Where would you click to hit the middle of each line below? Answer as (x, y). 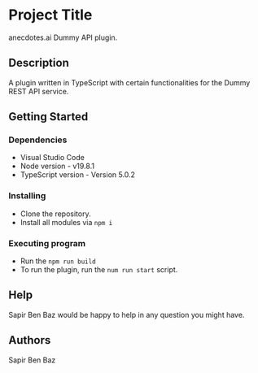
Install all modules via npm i (66, 222)
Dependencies (38, 140)
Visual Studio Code (52, 158)
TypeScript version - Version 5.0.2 (78, 175)
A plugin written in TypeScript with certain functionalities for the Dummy (129, 82)
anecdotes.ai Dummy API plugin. (63, 37)
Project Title (50, 15)
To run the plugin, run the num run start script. (99, 270)
